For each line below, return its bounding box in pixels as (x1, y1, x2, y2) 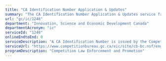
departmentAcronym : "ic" (5, 26, 56, 30)
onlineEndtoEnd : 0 (5, 35, 43, 40)
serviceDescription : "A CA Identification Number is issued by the (5, 39, 147, 44)
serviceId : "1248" (5, 30, 43, 35)
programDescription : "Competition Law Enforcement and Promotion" (5, 48, 145, 53)
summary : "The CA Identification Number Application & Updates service (5, 12, 156, 17)
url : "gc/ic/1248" (5, 16, 43, 21)
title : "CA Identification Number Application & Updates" (5, 7, 127, 12)
